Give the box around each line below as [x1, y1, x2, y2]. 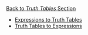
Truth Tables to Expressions [14, 23, 82, 29]
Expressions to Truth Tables [14, 16, 82, 23]
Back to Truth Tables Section [6, 5, 76, 12]
